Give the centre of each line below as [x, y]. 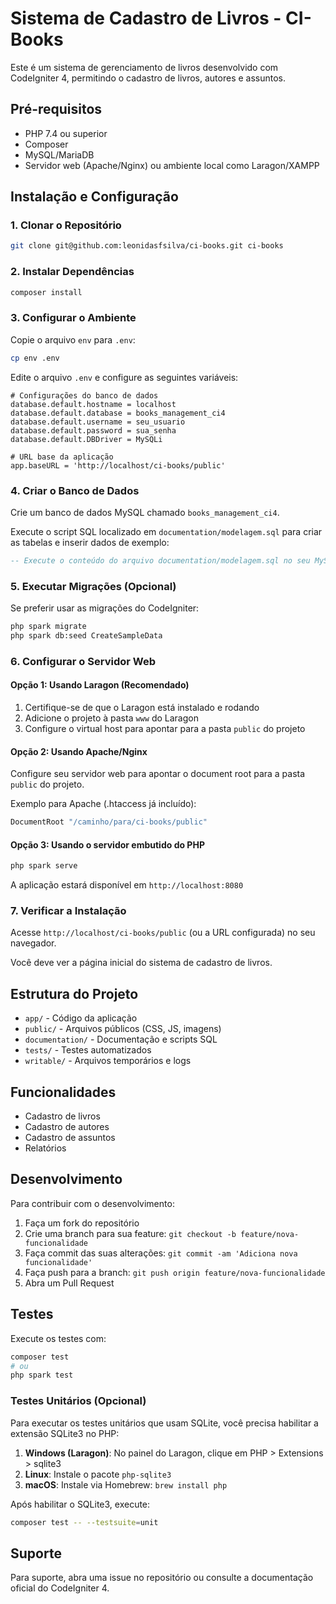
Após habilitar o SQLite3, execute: [80, 1504]
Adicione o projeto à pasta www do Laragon [111, 718]
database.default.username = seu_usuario [98, 422]
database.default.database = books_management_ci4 [118, 413]
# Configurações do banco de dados [84, 395]
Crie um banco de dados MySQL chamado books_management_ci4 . [145, 512]
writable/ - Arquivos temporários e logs [108, 1061]
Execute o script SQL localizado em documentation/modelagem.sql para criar [166, 531]
